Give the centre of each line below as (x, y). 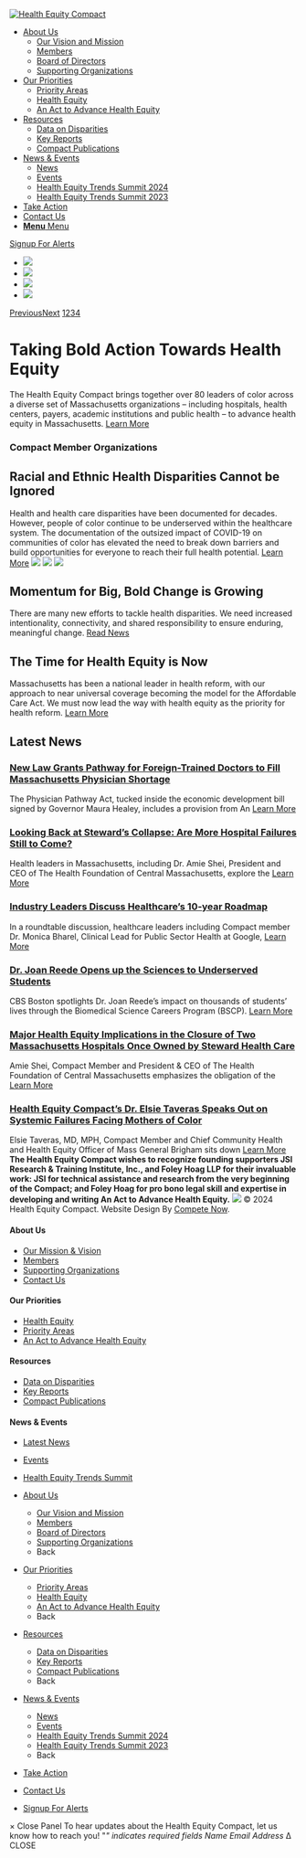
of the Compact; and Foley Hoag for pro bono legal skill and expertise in (148, 1189)
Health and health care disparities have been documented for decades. (143, 513)
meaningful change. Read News (69, 633)
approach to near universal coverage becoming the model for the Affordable (153, 694)
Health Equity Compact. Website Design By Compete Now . (120, 1209)
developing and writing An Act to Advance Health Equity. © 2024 (142, 1200)
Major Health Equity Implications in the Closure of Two (132, 1035)
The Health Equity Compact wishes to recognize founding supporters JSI (151, 1160)
